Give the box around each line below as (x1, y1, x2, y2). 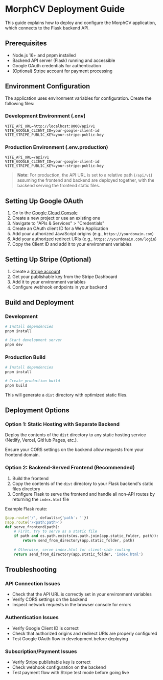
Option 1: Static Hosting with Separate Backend (5, 421, 120, 428)
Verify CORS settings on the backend (12, 596, 88, 602)
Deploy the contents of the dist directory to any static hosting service (5, 432, 146, 438)
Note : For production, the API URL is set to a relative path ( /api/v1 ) (17, 172, 153, 178)
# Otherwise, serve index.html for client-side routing (14, 547, 131, 552)
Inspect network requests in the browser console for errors (12, 602, 132, 608)
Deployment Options (5, 406, 70, 415)
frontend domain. (5, 452, 40, 458)
